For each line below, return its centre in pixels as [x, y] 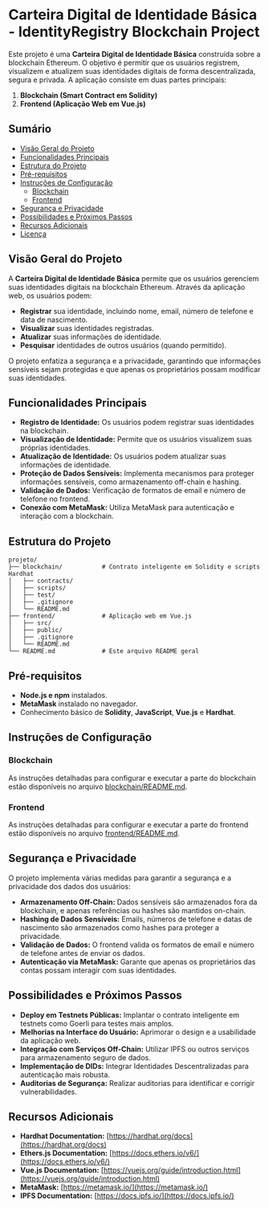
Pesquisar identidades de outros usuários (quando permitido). [123, 345]
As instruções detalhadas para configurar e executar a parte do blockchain [132, 777]
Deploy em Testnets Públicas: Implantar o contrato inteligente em [129, 1014]
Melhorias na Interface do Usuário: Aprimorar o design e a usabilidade [138, 1032]
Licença [33, 234]
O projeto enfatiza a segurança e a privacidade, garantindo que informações [135, 361]
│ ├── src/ [30, 623]
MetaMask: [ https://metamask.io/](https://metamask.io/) [114, 1187]
